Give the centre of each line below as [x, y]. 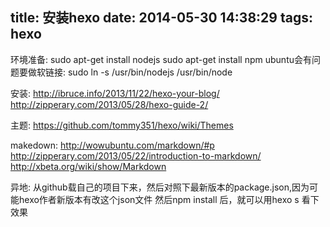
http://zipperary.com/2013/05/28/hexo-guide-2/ [109, 104]
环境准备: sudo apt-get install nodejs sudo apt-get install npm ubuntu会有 [161, 59]
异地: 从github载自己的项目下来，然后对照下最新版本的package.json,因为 [160, 187]
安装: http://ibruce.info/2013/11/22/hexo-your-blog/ [115, 93]
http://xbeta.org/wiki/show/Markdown [88, 166]
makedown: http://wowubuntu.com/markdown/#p [112, 145]
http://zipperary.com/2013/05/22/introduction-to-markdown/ [136, 155]
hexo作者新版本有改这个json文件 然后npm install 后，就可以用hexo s [159, 199]
